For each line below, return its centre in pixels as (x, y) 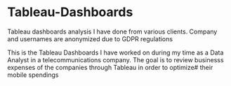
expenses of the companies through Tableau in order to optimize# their (110, 67)
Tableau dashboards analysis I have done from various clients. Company (112, 31)
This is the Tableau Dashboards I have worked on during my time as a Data (115, 52)
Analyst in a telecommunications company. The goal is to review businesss (115, 59)
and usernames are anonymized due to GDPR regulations (90, 38)
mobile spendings (33, 75)
